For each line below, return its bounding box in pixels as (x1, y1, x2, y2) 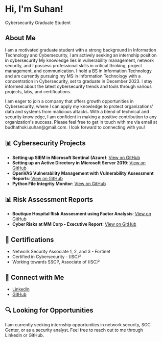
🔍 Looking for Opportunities (5, 306, 94, 315)
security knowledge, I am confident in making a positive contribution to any (5, 114, 157, 120)
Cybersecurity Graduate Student (5, 20, 71, 26)
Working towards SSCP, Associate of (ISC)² (12, 259, 100, 265)
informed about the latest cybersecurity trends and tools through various (5, 83, 152, 89)
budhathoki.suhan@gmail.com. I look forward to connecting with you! (5, 124, 145, 130)
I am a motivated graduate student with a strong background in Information (5, 47, 157, 53)
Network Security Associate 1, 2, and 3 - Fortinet (12, 249, 111, 255)
